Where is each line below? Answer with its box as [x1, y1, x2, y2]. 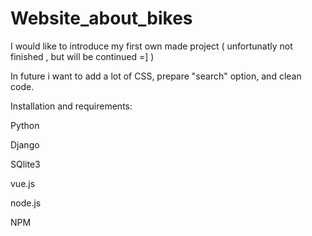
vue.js [10, 177, 36, 189]
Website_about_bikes [10, 7, 193, 30]
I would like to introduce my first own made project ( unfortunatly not [10, 40, 293, 52]
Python [10, 119, 40, 131]
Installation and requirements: [10, 100, 133, 112]
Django [10, 138, 40, 151]
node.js [10, 197, 42, 209]
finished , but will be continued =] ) [10, 50, 155, 62]
